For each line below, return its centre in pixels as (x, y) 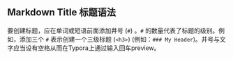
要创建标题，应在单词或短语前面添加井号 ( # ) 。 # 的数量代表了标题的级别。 (113, 31)
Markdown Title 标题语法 (62, 12)
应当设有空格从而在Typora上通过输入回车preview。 (87, 48)
